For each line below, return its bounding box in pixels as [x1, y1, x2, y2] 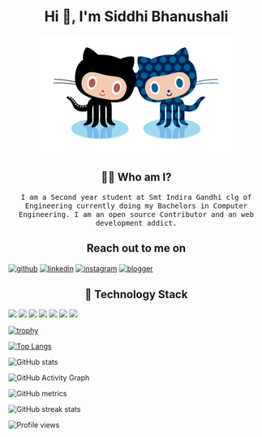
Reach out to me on [86, 241, 187, 255]
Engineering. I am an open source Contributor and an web [19, 210, 254, 218]
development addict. [95, 218, 178, 227]
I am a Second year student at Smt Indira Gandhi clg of [20, 193, 252, 201]
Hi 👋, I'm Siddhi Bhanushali [44, 7, 229, 26]
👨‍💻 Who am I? [101, 171, 172, 184]
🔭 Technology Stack [84, 288, 188, 301]
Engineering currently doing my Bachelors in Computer [24, 201, 248, 210]
